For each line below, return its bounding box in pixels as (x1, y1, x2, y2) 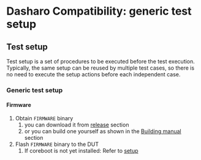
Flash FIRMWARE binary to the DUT (15, 140, 99, 148)
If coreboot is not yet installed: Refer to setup (24, 147, 139, 155)
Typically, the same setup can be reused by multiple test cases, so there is (6, 64, 195, 71)
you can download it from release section (24, 121, 129, 129)
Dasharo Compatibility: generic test (6, 4, 192, 18)
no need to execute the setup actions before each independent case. (6, 71, 181, 78)
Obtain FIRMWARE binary (15, 115, 74, 122)
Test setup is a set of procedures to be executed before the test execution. (6, 58, 195, 65)
